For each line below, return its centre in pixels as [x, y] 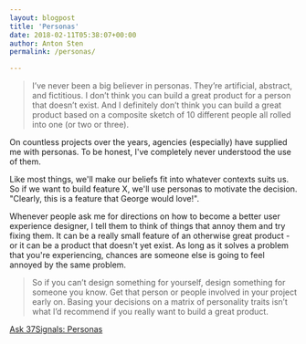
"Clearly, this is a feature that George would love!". [104, 199]
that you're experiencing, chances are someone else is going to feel [137, 255]
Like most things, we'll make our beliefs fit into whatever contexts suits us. [149, 180]
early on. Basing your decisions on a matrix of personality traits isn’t [159, 302]
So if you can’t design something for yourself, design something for [158, 283]
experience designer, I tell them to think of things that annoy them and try [148, 226]
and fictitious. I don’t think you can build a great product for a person [161, 96]
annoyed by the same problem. [68, 265]
